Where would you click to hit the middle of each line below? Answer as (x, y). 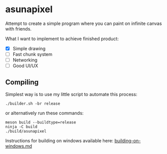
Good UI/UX (25, 66)
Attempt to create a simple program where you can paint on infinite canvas (83, 23)
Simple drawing (29, 48)
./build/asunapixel (26, 131)
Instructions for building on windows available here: (59, 141)
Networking (25, 60)
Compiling (22, 82)
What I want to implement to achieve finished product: (62, 39)
